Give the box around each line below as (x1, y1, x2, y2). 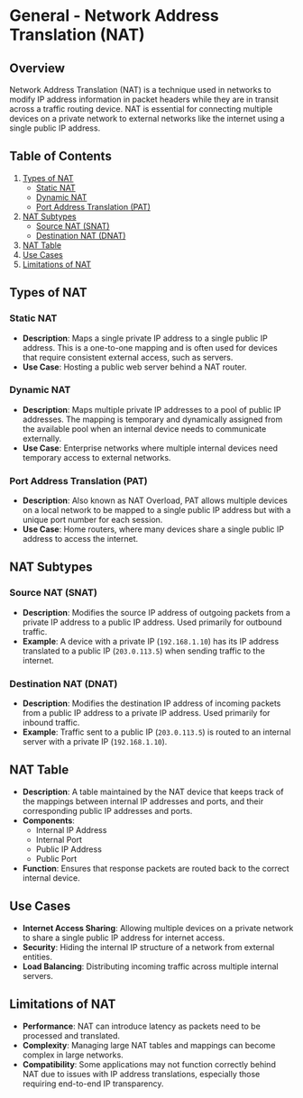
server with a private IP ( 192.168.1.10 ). (22, 737, 168, 747)
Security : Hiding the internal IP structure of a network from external (22, 941, 275, 952)
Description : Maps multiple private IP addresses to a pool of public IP (22, 404, 281, 415)
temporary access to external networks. (22, 452, 171, 462)
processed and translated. (22, 1029, 120, 1041)
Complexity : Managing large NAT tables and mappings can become (22, 1039, 276, 1050)
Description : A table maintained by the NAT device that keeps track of (22, 786, 284, 797)
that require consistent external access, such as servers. (22, 352, 234, 362)
